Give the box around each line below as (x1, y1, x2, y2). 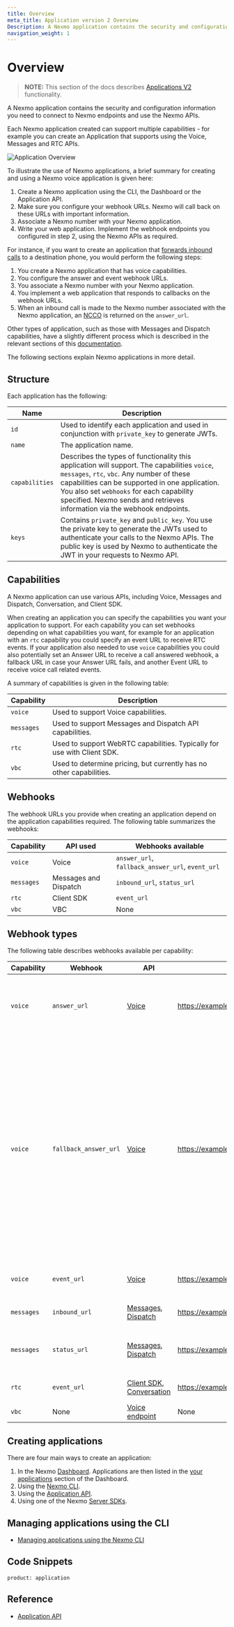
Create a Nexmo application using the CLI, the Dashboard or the (17, 188, 201, 196)
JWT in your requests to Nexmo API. (60, 550, 179, 559)
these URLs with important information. (17, 210, 130, 219)
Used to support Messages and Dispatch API (52, 719, 199, 728)
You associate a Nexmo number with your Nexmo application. (17, 281, 195, 290)
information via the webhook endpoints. (60, 504, 190, 513)
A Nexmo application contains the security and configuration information (7, 104, 216, 112)
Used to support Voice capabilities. (52, 707, 167, 716)
